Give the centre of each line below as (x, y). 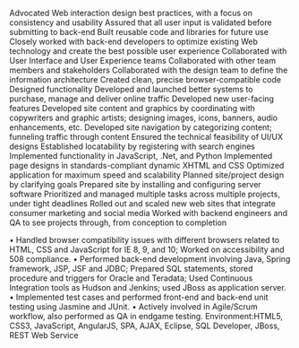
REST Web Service (44, 335)
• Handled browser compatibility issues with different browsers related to (145, 240)
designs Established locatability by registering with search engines (132, 146)
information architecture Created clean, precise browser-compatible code (145, 79)
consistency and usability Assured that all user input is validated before (141, 22)
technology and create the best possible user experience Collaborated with (148, 51)
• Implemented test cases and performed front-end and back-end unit (139, 297)
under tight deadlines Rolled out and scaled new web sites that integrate (142, 204)
